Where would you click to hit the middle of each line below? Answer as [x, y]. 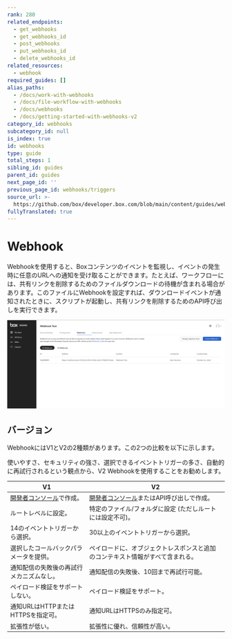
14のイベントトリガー [41, 528]
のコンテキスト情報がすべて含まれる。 [143, 556]
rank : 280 [21, 15]
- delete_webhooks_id [45, 59]
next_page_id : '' [32, 183]
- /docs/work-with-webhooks [54, 95]
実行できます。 [40, 310]
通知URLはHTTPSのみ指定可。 [132, 611]
